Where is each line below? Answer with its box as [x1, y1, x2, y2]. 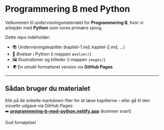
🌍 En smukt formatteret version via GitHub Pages [12, 64, 113, 69]
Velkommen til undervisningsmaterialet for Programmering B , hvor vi [5, 20, 144, 25]
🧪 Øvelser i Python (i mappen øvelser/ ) [12, 51, 91, 57]
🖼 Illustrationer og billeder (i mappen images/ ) [12, 56, 105, 62]
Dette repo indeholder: [5, 34, 50, 40]
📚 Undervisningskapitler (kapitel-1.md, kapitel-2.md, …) [12, 44, 125, 50]
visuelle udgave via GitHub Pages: [5, 103, 74, 108]
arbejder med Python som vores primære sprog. [5, 24, 103, 30]
